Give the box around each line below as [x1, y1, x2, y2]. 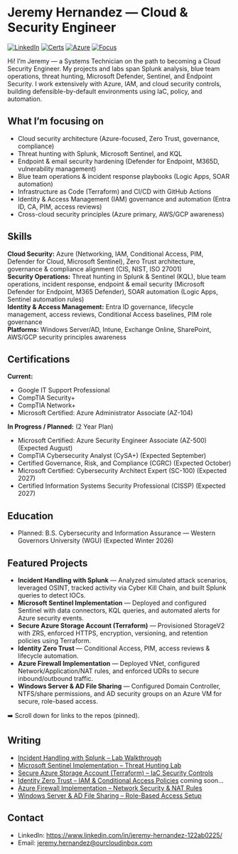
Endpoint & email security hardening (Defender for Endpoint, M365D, [17, 157, 220, 165]
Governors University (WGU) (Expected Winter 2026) [17, 536, 174, 545]
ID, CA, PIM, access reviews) [17, 202, 102, 211]
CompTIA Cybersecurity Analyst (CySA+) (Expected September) [17, 452, 207, 460]
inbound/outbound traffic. [17, 675, 94, 682]
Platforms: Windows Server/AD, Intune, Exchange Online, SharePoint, [7, 325, 212, 333]
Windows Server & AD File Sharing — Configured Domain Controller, [17, 682, 221, 690]
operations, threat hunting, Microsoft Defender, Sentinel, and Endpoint [7, 72, 213, 80]
